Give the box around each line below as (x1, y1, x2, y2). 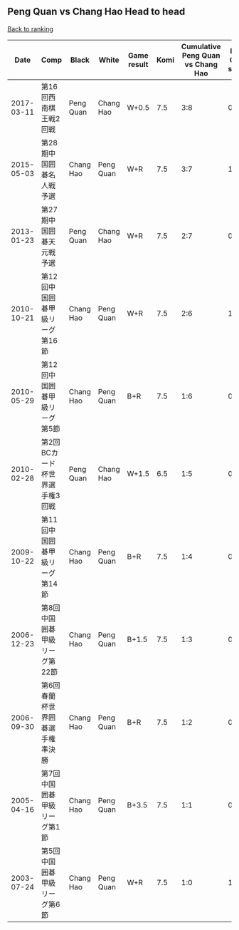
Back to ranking (7, 24, 53, 33)
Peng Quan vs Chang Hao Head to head (7, 6, 186, 18)
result (127, 59, 149, 69)
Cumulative (181, 41, 222, 51)
